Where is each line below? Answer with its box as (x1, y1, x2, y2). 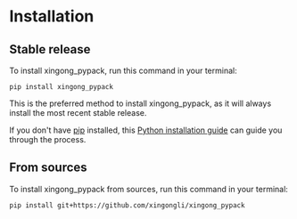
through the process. (9, 134, 87, 144)
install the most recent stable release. (9, 108, 147, 118)
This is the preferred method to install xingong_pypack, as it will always (9, 98, 272, 109)
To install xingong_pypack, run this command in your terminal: (9, 65, 238, 76)
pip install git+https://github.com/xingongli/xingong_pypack (9, 200, 245, 210)
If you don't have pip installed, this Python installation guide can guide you (9, 125, 283, 135)
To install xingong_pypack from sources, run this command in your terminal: (9, 183, 288, 194)
